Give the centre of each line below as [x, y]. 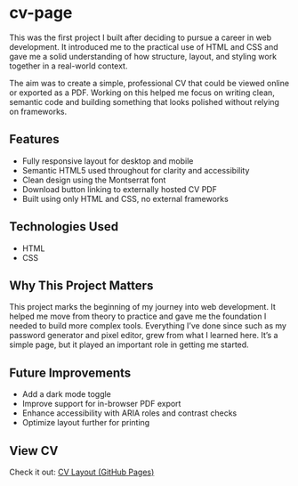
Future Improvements [70, 373]
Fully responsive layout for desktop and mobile [108, 161]
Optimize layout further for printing [86, 423]
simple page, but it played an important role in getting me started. [129, 344]
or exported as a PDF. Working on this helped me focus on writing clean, [142, 93]
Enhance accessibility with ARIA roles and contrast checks [129, 413]
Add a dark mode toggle [66, 394]
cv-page [41, 13]
